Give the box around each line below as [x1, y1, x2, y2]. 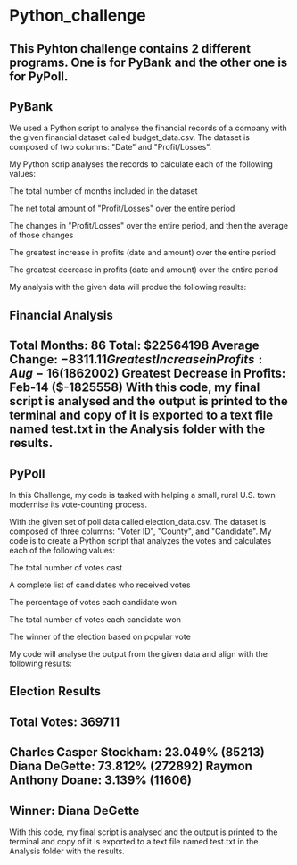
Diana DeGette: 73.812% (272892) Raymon [9, 759, 252, 774]
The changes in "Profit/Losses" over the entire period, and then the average [9, 220, 288, 231]
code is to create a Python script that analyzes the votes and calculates [9, 535, 272, 545]
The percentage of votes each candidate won [9, 596, 177, 607]
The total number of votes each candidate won [9, 613, 181, 625]
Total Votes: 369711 [9, 714, 120, 729]
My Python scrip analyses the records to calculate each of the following [9, 159, 274, 170]
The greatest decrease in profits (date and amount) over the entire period [9, 264, 279, 275]
